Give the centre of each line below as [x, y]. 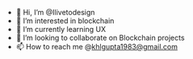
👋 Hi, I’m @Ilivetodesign [55, 12]
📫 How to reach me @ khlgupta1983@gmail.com [96, 47]
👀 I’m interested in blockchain [65, 21]
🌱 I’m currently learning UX [61, 29]
